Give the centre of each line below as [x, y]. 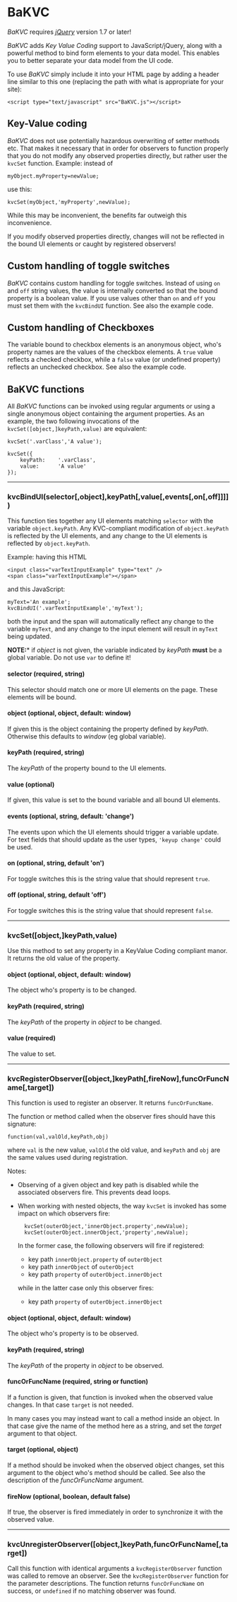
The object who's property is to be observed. [73, 1333]
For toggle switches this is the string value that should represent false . [110, 910]
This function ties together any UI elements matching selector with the [110, 521]
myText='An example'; [39, 602]
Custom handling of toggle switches [89, 266]
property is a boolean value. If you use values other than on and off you [111, 298]
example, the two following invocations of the [73, 421]
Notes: [17, 1171]
